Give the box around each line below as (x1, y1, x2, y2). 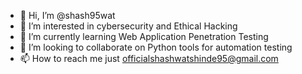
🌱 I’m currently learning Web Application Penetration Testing (19, 31, 269, 42)
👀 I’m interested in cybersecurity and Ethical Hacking (19, 20, 238, 32)
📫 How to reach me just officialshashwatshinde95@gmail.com (19, 53, 279, 64)
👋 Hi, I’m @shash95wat (19, 10, 116, 21)
